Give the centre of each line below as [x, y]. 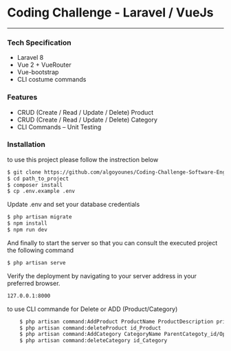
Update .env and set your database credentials [74, 205]
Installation [26, 144]
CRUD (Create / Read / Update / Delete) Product [85, 112]
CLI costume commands [52, 80]
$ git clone [24, 172]
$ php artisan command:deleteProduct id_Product [90, 328]
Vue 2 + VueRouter [44, 65]
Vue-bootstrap [38, 72]
